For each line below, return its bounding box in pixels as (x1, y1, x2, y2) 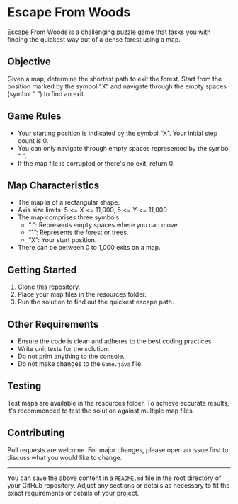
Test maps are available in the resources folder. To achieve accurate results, (7, 399, 229, 407)
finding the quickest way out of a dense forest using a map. (7, 35, 181, 43)
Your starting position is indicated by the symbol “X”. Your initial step (17, 129, 218, 137)
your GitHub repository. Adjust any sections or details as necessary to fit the (7, 481, 230, 489)
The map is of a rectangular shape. (17, 198, 120, 207)
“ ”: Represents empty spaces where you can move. (28, 221, 180, 229)
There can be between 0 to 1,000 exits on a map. (17, 244, 161, 252)
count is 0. (17, 136, 49, 145)
